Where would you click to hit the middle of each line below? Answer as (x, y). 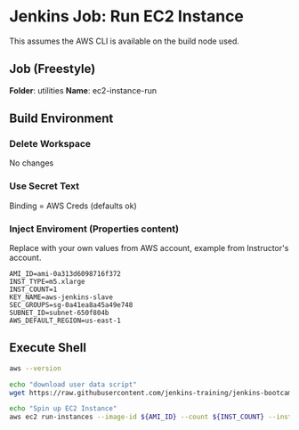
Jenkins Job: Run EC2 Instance (127, 16)
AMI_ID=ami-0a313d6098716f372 (65, 274)
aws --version (36, 368)
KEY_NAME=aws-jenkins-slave (61, 297)
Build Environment (61, 119)
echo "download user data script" (73, 385)
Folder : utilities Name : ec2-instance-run (83, 90)
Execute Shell (48, 348)
